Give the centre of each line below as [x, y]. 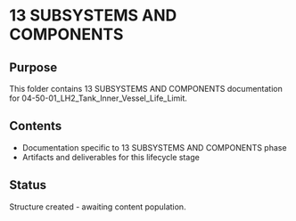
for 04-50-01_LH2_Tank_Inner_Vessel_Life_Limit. [98, 98]
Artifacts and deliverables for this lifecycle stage [111, 157]
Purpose [33, 67]
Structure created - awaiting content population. [98, 207]
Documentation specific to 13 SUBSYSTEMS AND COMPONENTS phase [154, 147]
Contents [36, 126]
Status [28, 185]
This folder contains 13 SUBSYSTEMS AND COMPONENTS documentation [146, 89]
